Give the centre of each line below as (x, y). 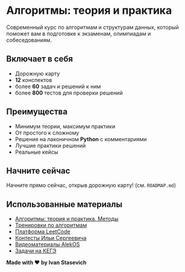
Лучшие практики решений (50, 145)
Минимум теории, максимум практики (65, 126)
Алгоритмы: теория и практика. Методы (67, 219)
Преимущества (37, 112)
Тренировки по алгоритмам (51, 225)
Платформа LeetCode (42, 232)
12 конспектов (33, 80)
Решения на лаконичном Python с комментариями (81, 139)
